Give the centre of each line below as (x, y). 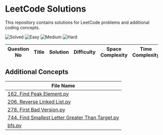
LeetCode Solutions (46, 9)
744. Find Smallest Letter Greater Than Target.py (63, 118)
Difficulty (85, 52)
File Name (63, 85)
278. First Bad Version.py (36, 109)
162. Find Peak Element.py (38, 94)
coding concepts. (23, 27)
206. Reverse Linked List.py (39, 101)
